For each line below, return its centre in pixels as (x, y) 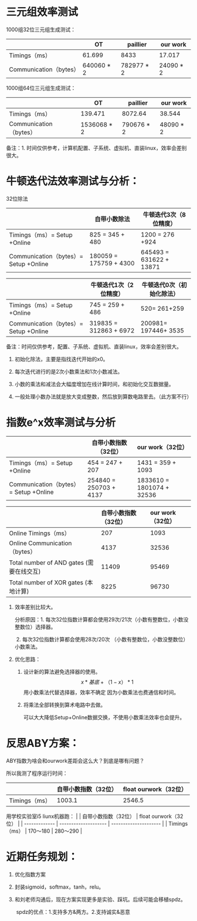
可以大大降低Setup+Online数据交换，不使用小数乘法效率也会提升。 (104, 717)
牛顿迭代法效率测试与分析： (73, 182)
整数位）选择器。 (35, 627)
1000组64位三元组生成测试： (41, 88)
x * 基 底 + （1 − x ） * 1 (107, 682)
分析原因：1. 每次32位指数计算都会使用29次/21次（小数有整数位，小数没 (101, 619)
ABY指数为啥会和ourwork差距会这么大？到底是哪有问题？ (75, 760)
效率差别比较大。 (35, 607)
